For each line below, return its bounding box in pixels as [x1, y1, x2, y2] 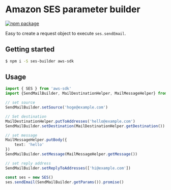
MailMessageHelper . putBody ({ [5, 138, 67, 143]
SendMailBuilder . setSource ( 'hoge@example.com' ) [5, 105, 108, 110]
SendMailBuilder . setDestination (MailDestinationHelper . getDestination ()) [5, 123, 165, 128]
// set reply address [5, 160, 51, 166]
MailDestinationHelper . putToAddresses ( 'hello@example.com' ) [5, 119, 136, 124]
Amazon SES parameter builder [5, 4, 141, 15]
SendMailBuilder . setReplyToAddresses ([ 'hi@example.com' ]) [5, 166, 131, 171]
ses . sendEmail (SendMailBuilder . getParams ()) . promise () [5, 179, 124, 184]
